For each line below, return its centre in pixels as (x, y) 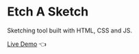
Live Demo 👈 (27, 44)
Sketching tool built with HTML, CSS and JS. (69, 30)
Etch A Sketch (48, 12)
